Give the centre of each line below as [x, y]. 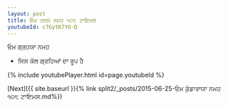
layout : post [27, 14]
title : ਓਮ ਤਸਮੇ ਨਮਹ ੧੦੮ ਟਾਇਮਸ [52, 20]
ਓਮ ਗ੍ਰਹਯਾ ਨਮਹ [28, 47]
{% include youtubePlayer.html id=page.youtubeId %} [86, 75]
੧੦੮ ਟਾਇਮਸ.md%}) [35, 96]
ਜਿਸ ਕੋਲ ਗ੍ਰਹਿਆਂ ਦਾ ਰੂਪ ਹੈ [50, 61]
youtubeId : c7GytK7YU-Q [42, 27]
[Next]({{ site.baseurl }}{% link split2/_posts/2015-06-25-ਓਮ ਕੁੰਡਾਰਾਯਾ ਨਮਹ [114, 89]
